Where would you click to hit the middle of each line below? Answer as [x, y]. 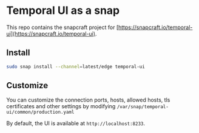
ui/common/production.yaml [40, 112]
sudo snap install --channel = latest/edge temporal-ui [76, 66]
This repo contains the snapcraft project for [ [62, 27]
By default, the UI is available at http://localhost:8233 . [76, 123]
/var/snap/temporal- [143, 107]
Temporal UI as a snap [63, 11]
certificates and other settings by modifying [61, 106]
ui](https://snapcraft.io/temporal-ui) [51, 33]
